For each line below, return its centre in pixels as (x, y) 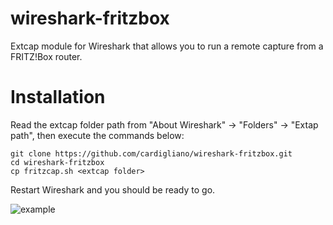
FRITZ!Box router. (46, 56)
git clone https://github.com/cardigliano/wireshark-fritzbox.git (151, 153)
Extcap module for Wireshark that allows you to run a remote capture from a (167, 46)
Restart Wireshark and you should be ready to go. (113, 189)
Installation (58, 97)
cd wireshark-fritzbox (57, 162)
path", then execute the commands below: (97, 135)
